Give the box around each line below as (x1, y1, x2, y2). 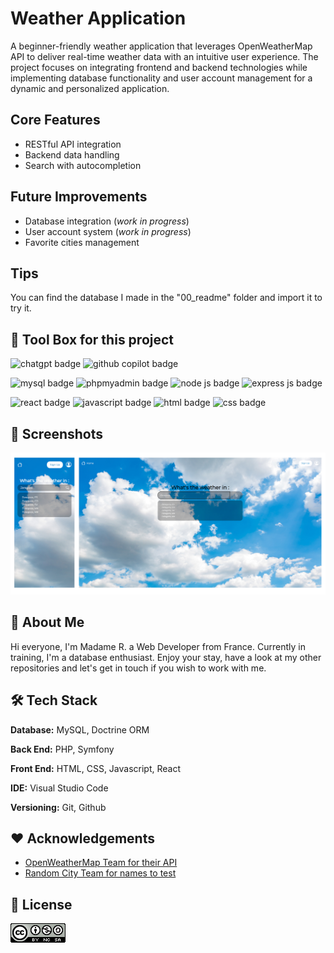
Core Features (10, 112, 101, 129)
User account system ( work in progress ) (24, 225, 192, 237)
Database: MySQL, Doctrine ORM (10, 723, 150, 736)
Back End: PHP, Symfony (10, 743, 115, 755)
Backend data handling (24, 148, 120, 161)
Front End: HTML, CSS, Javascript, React (10, 762, 182, 774)
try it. (10, 302, 32, 314)
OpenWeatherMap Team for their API (24, 857, 178, 869)
